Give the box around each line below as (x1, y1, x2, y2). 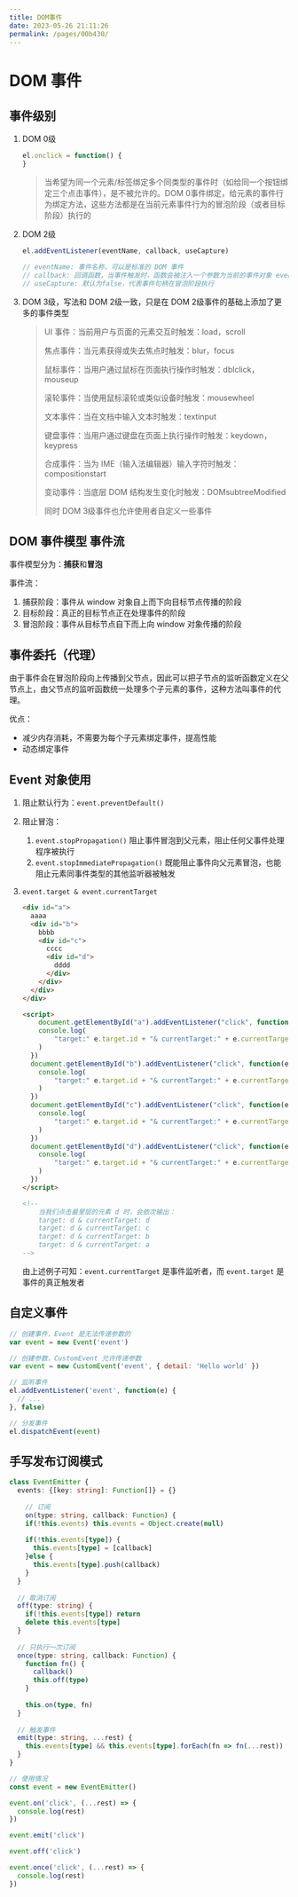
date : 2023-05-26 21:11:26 (9, 21, 109, 30)
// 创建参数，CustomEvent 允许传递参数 (9, 1354, 142, 1363)
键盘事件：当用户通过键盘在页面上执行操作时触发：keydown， (43, 429, 272, 440)
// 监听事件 (9, 1378, 49, 1387)
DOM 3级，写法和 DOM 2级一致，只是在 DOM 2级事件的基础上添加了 (21, 296, 275, 307)
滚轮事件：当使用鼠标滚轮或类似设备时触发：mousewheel (43, 392, 255, 403)
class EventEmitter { (9, 1478, 90, 1487)
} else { (25, 1552, 53, 1562)
